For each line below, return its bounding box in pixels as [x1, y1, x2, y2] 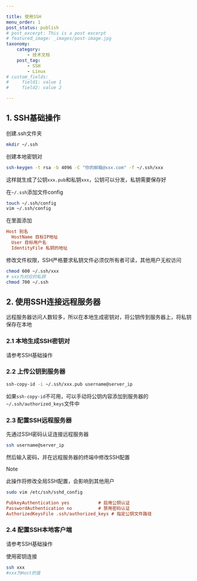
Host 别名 [6, 229, 28, 235]
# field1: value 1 [6, 79, 62, 85]
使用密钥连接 [6, 553, 37, 560]
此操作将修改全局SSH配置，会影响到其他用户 [6, 477, 115, 485]
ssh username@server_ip [6, 442, 65, 448]
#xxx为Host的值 [6, 570, 41, 576]
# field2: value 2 [6, 85, 62, 91]
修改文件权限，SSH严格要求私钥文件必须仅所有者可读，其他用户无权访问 [6, 256, 182, 263]
